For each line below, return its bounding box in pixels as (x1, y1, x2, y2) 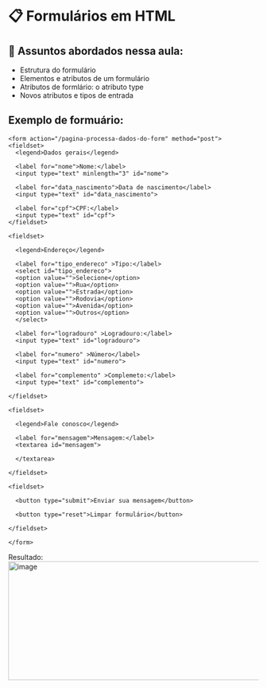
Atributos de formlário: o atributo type (19, 82, 145, 91)
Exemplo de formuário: (8, 114, 124, 127)
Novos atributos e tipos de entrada (19, 91, 133, 100)
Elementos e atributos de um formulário (19, 74, 149, 83)
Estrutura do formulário (19, 65, 97, 75)
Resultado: (8, 552, 44, 562)
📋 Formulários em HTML (8, 7, 176, 25)
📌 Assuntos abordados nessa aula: (8, 44, 184, 57)
